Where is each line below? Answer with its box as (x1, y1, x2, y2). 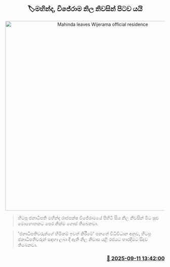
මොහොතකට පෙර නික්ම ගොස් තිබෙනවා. (17, 220, 99, 227)
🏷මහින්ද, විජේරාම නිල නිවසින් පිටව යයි (27, 5, 143, 13)
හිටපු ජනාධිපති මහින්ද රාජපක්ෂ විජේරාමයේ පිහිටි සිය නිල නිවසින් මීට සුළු (17, 214, 159, 220)
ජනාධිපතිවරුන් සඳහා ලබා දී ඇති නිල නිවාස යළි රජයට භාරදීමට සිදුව (17, 236, 148, 242)
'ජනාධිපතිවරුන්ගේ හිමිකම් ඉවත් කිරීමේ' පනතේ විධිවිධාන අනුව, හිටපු (17, 230, 151, 237)
